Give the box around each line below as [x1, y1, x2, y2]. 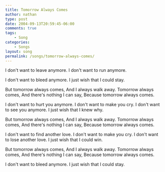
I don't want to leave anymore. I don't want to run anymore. [5, 67, 127, 73]
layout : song [5, 49, 32, 54]
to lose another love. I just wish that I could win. [5, 137, 103, 143]
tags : [5, 30, 16, 35]
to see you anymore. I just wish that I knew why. [5, 107, 104, 113]
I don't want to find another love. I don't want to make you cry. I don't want [5, 132, 159, 138]
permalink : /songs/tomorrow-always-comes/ [5, 53, 95, 59]
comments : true [5, 26, 37, 31]
